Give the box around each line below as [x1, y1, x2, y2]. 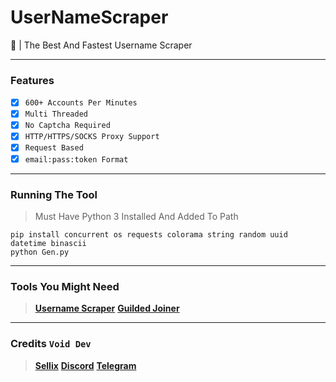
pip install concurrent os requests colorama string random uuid [10, 229, 288, 240]
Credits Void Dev [10, 337, 92, 351]
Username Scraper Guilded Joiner [34, 302, 180, 315]
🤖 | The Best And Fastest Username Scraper [10, 39, 193, 51]
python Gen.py [10, 247, 70, 257]
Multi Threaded [24, 109, 89, 120]
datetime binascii [10, 238, 87, 248]
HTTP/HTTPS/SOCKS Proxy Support [24, 132, 160, 142]
